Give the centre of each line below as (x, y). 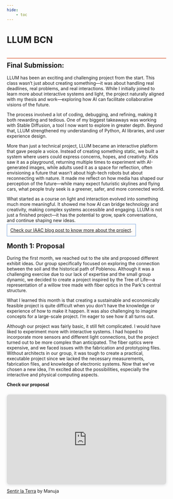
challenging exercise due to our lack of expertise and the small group (79, 274)
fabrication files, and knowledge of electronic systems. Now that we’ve (81, 364)
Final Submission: (36, 66)
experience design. (27, 136)
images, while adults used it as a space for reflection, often (91, 167)
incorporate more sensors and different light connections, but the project (83, 337)
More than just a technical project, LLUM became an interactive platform (82, 146)
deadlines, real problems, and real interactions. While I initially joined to (81, 88)
